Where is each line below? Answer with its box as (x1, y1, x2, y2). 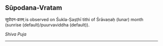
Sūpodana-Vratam (5, 4, 62, 12)
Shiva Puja (5, 31, 27, 37)
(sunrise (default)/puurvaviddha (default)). (5, 22, 90, 28)
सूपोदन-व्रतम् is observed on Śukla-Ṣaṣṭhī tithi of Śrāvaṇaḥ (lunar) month (5, 16, 144, 22)
